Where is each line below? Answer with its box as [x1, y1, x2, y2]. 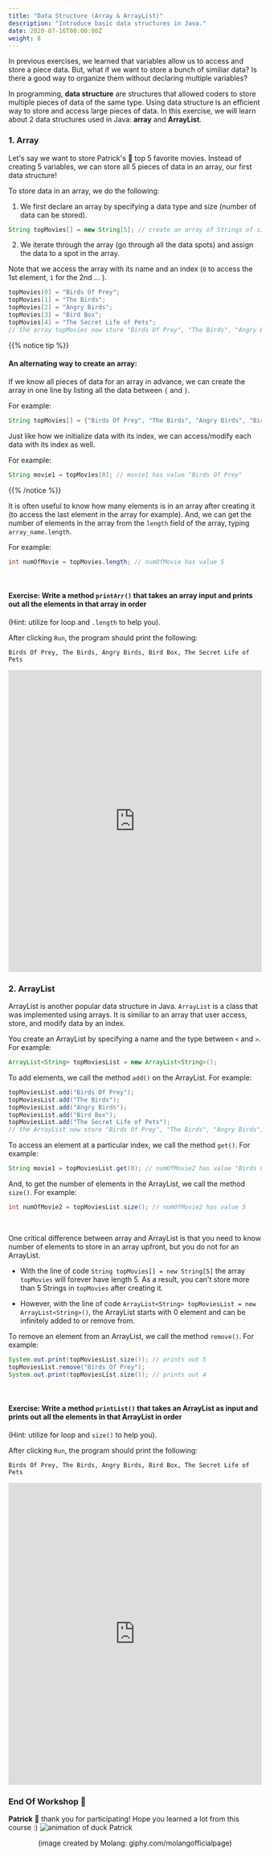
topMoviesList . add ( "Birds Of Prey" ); [8, 1088, 135, 1096]
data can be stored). [19, 210, 88, 220]
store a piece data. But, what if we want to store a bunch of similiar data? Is [8, 65, 257, 75]
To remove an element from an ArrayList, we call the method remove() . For [8, 1331, 255, 1341]
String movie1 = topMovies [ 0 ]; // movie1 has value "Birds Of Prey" [8, 470, 243, 479]
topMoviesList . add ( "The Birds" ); [8, 1096, 121, 1104]
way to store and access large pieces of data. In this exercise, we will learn [8, 106, 256, 116]
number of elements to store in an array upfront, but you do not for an [8, 1242, 239, 1251]
